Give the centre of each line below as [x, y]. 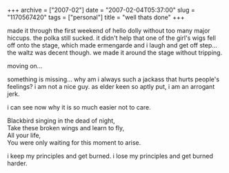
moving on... [25, 66]
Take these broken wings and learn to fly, [66, 128]
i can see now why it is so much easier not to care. [79, 107]
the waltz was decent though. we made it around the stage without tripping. [115, 52]
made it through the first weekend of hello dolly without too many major [109, 31]
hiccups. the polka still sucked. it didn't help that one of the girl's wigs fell [111, 38]
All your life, [24, 135]
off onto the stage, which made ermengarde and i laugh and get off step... [112, 45]
